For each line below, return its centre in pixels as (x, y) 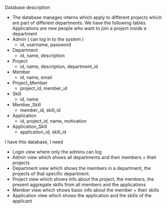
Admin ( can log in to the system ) (48, 39)
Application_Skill (30, 126)
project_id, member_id (44, 88)
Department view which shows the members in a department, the (81, 168)
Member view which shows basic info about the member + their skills (86, 190)
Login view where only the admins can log (57, 152)
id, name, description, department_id (59, 66)
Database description (27, 7)
